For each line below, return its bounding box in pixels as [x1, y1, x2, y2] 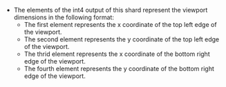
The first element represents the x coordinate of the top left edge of [23, 21, 217, 28]
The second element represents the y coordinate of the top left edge [23, 35, 220, 43]
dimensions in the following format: [13, 13, 114, 21]
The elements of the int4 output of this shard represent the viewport [13, 6, 208, 14]
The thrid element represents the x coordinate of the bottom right [23, 50, 210, 58]
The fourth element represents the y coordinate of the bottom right [23, 65, 214, 72]
